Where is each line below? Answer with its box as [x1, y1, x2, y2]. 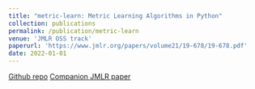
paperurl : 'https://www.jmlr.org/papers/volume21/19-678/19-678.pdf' [8, 42, 249, 50]
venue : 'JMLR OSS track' [8, 34, 92, 43]
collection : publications [8, 19, 96, 28]
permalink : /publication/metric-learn [8, 27, 139, 35]
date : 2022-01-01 [8, 49, 67, 57]
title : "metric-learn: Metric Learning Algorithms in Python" [8, 11, 223, 20]
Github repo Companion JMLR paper [8, 72, 131, 81]
